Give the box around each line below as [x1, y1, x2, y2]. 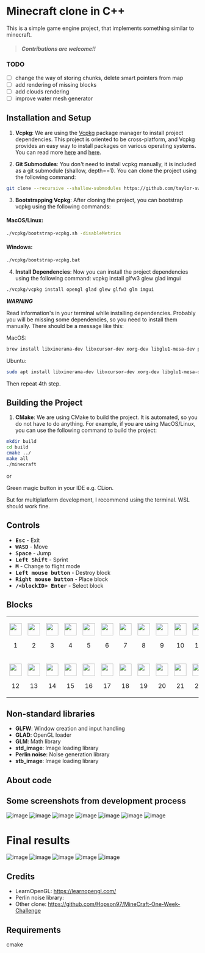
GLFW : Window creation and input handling [15, 725, 125, 732]
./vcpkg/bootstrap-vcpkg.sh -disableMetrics [6, 230, 121, 236]
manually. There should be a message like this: [6, 322, 124, 329]
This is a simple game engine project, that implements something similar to [6, 24, 194, 32]
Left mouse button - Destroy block [15, 569, 111, 576]
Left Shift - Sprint [15, 556, 68, 563]
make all [6, 455, 29, 462]
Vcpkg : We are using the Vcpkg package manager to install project [15, 129, 184, 136]
